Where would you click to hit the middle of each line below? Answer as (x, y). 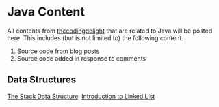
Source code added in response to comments (81, 58)
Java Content (46, 12)
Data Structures (42, 80)
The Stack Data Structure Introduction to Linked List (81, 96)
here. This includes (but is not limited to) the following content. (95, 37)
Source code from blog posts (58, 51)
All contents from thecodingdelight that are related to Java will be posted (110, 31)
